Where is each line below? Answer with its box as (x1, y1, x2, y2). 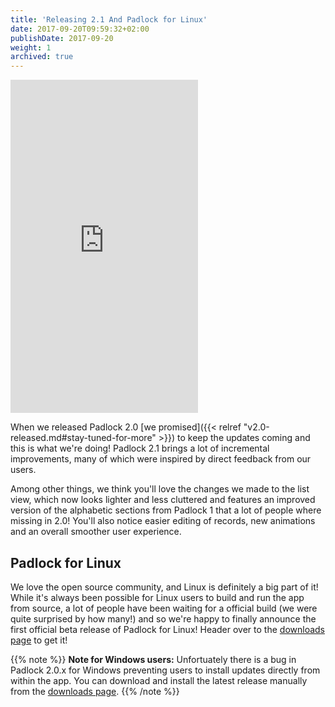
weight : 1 (10, 42, 52, 53)
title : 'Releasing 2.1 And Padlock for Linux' (10, 14, 208, 25)
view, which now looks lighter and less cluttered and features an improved (10, 494, 316, 506)
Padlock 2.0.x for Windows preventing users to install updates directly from (10, 664, 321, 676)
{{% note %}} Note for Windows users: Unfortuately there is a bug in (10, 653, 297, 665)
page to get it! (10, 634, 68, 646)
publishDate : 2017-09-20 (10, 33, 114, 43)
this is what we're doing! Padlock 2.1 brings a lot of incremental (10, 442, 270, 455)
